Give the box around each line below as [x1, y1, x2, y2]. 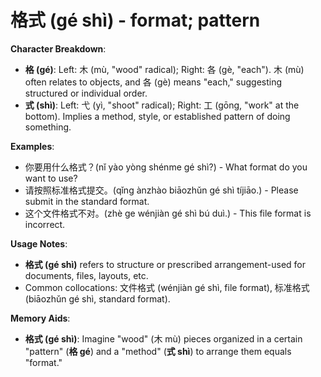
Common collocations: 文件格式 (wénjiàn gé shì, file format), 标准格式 [24, 281, 310, 293]
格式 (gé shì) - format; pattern [10, 9, 261, 32]
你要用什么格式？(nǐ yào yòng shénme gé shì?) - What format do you [24, 161, 308, 173]
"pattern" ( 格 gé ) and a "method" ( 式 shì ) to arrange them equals [24, 345, 292, 357]
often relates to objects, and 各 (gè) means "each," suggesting [24, 76, 283, 88]
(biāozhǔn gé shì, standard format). [24, 292, 171, 305]
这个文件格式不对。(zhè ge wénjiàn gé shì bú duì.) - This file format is [24, 207, 312, 219]
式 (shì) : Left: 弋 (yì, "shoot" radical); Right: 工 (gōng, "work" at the [24, 99, 300, 111]
